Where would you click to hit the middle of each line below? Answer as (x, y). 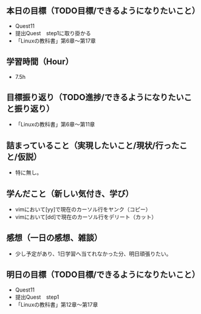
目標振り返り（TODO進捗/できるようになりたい (95, 97)
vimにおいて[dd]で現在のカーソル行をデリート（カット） (86, 217)
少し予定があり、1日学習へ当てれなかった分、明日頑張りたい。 (93, 253)
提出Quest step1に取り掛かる (53, 33)
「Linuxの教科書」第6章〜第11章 (55, 125)
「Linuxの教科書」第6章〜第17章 (55, 41)
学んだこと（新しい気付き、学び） (70, 193)
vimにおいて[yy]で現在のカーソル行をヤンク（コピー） (83, 210)
